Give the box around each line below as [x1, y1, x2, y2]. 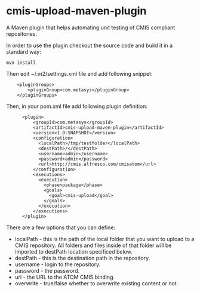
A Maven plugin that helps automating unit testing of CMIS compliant [6, 24, 176, 31]
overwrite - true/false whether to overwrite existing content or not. [14, 279, 179, 287]
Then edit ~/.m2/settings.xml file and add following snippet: [6, 70, 153, 77]
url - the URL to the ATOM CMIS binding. [14, 273, 115, 280]
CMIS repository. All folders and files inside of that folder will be [14, 242, 172, 249]
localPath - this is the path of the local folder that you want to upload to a [14, 235, 195, 242]
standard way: [6, 48, 42, 55]
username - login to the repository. [14, 261, 101, 268]
